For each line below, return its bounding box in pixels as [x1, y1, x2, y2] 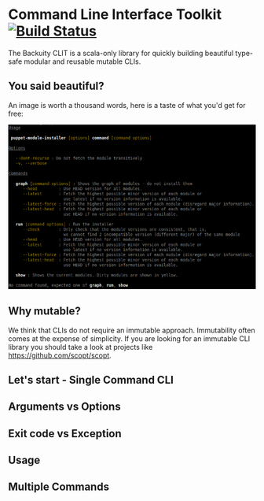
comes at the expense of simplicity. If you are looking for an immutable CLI [8, 333, 251, 343]
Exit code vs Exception [8, 427, 122, 440]
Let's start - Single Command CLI [8, 373, 174, 387]
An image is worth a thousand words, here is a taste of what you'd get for [8, 100, 246, 109]
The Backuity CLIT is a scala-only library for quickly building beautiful [8, 48, 234, 58]
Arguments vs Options [8, 400, 121, 414]
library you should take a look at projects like [8, 342, 153, 351]
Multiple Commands [8, 481, 110, 494]
